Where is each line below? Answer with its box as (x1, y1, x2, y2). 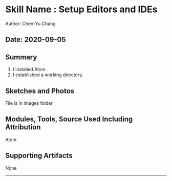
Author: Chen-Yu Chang (5, 20, 56, 27)
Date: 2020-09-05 (5, 35, 66, 44)
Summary (5, 53, 37, 61)
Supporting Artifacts (5, 151, 73, 160)
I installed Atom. (12, 66, 47, 73)
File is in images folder (5, 100, 53, 106)
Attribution (5, 123, 41, 131)
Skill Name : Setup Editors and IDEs (5, 4, 158, 15)
